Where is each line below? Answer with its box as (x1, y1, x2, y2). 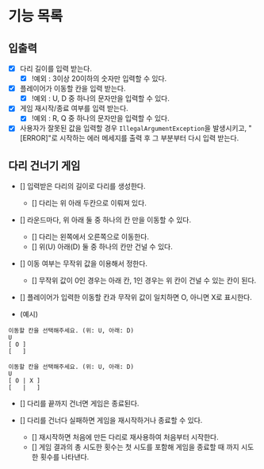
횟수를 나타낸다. (40, 452, 90, 462)
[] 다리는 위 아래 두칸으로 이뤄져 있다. (31, 198, 147, 208)
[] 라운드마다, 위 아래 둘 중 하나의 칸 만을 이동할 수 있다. (19, 215, 192, 225)
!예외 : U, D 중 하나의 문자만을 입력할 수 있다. (31, 94, 170, 103)
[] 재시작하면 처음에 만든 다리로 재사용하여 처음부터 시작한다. (31, 432, 220, 442)
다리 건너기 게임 (8, 159, 81, 172)
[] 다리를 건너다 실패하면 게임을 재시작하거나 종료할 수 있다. (19, 416, 203, 425)
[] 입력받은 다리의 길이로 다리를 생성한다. (19, 182, 146, 191)
